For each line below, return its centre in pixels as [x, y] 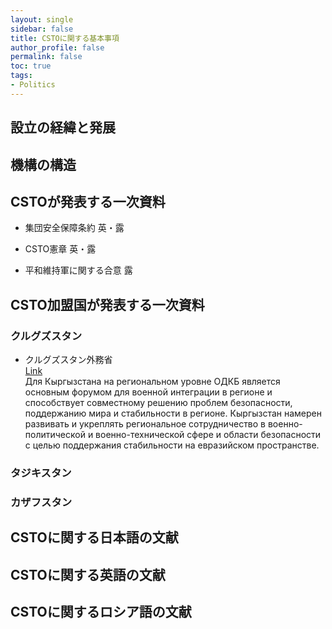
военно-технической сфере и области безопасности [208, 435]
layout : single [42, 19]
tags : [21, 76]
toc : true [31, 66]
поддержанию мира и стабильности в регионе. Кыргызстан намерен [173, 413]
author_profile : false [57, 47]
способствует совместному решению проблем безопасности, [158, 403]
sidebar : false [42, 29]
